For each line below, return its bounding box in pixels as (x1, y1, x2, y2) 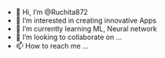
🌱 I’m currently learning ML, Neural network (15, 24, 157, 33)
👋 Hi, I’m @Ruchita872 (15, 8, 89, 16)
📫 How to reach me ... (15, 42, 89, 50)
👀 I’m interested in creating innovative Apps (15, 16, 157, 25)
